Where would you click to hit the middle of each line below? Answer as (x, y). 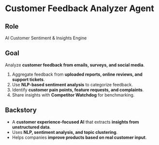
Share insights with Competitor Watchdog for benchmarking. (73, 95)
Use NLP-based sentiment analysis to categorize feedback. (72, 84)
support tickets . (28, 79)
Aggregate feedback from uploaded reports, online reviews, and (77, 74)
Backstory (21, 110)
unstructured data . (31, 127)
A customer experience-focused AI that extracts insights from (75, 122)
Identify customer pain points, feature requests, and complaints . (78, 90)
